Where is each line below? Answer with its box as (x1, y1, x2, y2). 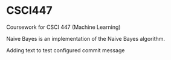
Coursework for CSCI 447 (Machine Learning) (6, 23, 121, 31)
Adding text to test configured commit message (6, 46, 125, 54)
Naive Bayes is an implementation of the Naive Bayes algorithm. (6, 35, 165, 42)
